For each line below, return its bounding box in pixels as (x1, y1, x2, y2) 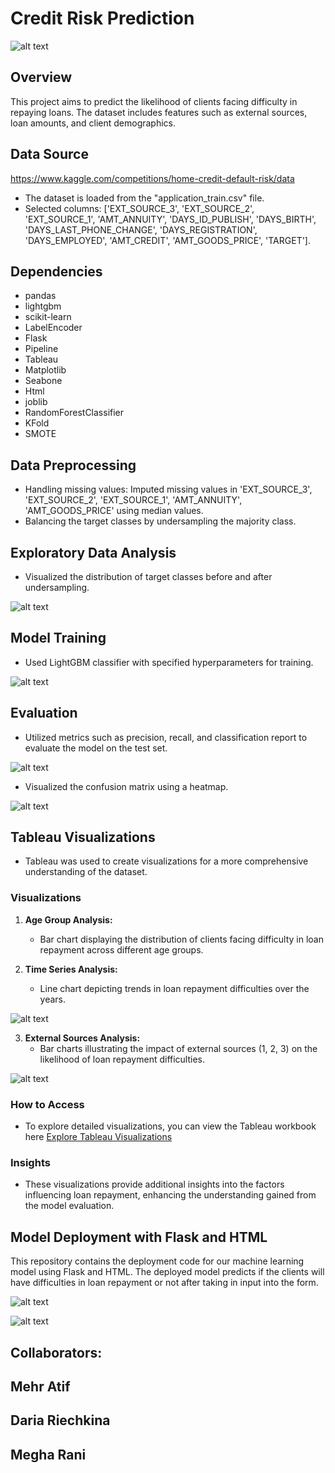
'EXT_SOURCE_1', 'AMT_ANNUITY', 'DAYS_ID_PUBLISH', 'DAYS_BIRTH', (24, 213, 317, 225)
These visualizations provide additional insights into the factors (24, 1178, 285, 1191)
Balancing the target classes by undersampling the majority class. (24, 515, 297, 527)
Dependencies (10, 263, 103, 280)
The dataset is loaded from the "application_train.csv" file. (24, 192, 265, 204)
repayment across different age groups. (39, 943, 204, 956)
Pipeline (24, 343, 59, 355)
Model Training (10, 630, 107, 647)
